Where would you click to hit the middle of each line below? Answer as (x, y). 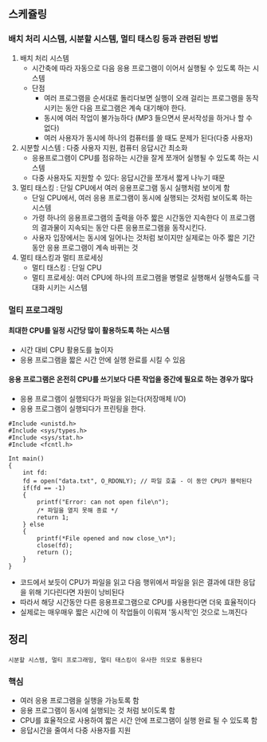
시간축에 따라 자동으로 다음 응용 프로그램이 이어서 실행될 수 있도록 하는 (141, 68)
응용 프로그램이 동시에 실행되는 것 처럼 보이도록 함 (97, 710)
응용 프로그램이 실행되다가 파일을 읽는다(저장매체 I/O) (103, 399)
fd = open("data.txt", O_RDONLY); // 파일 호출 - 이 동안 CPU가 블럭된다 (137, 481)
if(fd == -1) (44, 488)
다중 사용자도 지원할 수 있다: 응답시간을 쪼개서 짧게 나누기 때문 (128, 177)
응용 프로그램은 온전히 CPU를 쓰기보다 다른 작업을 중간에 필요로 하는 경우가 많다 (131, 379)
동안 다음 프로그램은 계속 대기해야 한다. (126, 108)
